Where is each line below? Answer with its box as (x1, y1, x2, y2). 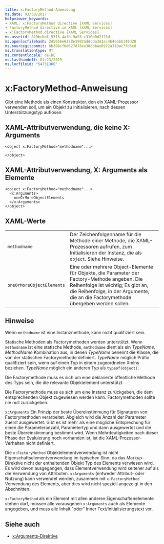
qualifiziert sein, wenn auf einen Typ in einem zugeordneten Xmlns (5, 360, 140, 366)
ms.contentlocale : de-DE (5, 52, 56, 58)
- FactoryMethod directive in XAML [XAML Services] (5, 25, 112, 30)
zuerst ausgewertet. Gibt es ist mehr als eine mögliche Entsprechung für (5, 419, 151, 426)
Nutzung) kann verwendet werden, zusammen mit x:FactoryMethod (5, 476, 140, 482)
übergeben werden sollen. (70, 300, 130, 307)
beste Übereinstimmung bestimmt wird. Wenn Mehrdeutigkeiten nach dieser (5, 430, 159, 436)
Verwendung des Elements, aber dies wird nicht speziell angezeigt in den (5, 481, 152, 487)
